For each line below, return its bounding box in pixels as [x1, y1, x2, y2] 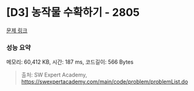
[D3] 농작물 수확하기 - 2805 [6, 5, 140, 19]
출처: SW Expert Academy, [21, 71, 87, 79]
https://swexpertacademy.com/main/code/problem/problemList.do [21, 78, 189, 86]
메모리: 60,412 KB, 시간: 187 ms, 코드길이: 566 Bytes [6, 58, 134, 66]
